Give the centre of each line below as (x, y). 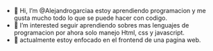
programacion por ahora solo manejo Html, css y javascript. (99, 32)
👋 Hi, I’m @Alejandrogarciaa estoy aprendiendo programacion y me (110, 11)
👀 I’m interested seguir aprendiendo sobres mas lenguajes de (101, 25)
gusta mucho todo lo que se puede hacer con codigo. (91, 18)
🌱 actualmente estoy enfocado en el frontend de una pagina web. (107, 40)
